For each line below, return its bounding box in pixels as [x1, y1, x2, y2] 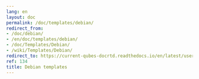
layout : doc [6, 14, 36, 20]
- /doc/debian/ [6, 31, 44, 37]
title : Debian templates [6, 64, 68, 70]
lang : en [6, 8, 28, 15]
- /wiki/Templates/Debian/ [6, 48, 73, 53]
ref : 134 [6, 58, 28, 64]
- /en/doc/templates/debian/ [6, 36, 78, 42]
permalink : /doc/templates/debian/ [6, 20, 94, 26]
